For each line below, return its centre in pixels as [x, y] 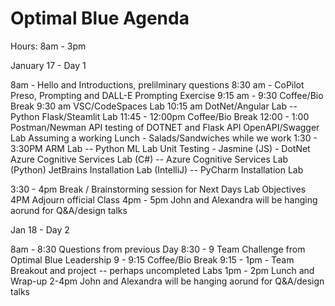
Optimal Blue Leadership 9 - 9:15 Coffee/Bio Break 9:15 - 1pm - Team [152, 259]
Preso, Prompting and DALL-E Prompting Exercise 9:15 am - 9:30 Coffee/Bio [167, 95]
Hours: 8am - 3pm [48, 46]
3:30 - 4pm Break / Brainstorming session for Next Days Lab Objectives [158, 189]
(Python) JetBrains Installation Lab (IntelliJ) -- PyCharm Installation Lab [157, 169]
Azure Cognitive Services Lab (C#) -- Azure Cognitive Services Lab [149, 159]
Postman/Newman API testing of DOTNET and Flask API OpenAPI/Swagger [165, 127]
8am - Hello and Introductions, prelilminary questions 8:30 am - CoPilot [157, 84]
